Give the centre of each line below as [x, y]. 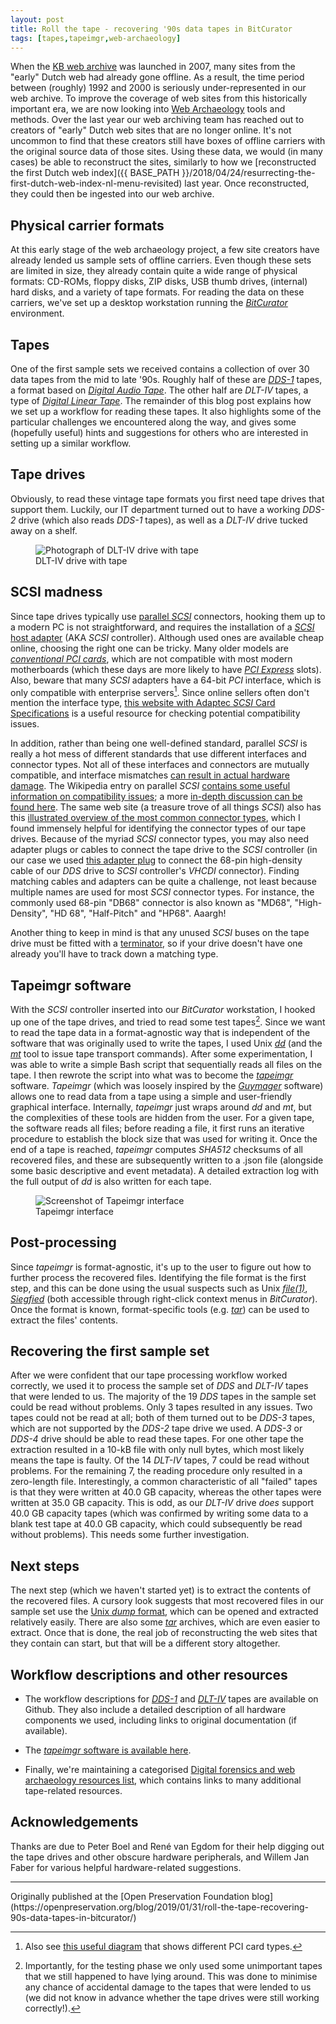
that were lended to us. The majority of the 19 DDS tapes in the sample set [163, 1397]
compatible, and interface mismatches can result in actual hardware [150, 775]
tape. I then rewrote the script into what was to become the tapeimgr [152, 1075]
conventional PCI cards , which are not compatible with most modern [151, 658]
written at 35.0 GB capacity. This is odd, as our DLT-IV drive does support [162, 1503]
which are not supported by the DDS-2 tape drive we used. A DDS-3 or [156, 1428]
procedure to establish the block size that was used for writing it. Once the [164, 1138]
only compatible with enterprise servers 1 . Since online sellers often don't [160, 691]
